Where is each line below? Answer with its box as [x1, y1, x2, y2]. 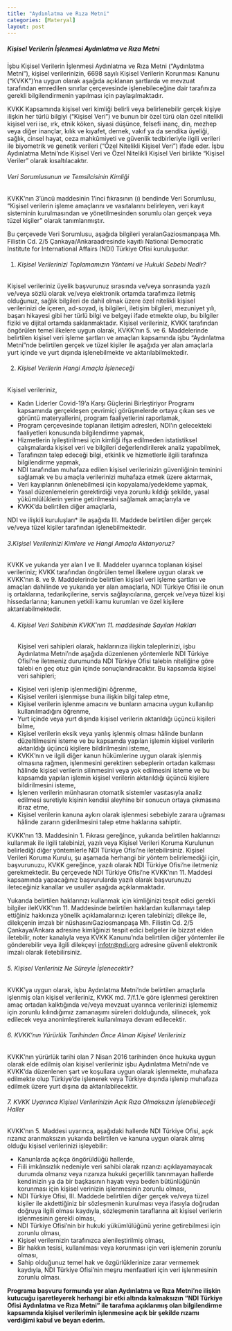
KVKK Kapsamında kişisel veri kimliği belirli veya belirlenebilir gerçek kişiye [7, 105, 222, 113]
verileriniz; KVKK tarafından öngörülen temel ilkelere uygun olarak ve [7, 568, 204, 576]
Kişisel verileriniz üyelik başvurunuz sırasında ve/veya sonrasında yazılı [7, 282, 211, 290]
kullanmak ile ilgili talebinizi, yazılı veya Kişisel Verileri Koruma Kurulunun [7, 839, 215, 847]
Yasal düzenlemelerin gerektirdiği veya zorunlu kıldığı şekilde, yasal [17, 487, 210, 496]
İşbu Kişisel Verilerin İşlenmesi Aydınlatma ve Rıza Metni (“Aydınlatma [7, 62, 204, 70]
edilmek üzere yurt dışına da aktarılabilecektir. [7, 1082, 139, 1090]
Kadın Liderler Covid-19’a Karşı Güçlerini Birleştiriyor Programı [17, 399, 195, 407]
